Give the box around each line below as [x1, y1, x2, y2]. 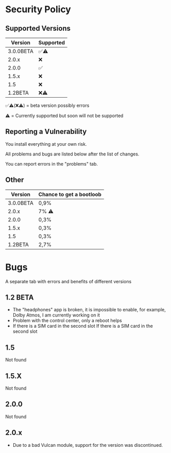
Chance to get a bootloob [38, 191, 102, 198]
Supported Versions [5, 24, 70, 33]
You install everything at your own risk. [5, 141, 87, 147]
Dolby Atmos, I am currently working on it [12, 312, 101, 318]
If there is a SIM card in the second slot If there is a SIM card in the [12, 323, 153, 329]
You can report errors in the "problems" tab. [5, 161, 98, 167]
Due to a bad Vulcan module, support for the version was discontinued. [12, 442, 163, 448]
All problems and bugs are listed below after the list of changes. [5, 151, 139, 157]
